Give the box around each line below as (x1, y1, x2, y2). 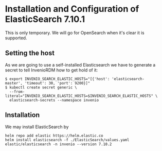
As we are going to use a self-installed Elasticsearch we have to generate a (5, 62, 156, 67)
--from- (9, 89, 25, 94)
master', (5, 81, 23, 85)
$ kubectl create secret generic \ (5, 85, 77, 90)
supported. (5, 35, 27, 41)
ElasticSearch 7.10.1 (5, 14, 85, 25)
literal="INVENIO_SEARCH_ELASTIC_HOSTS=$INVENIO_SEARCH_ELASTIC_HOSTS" (5, 93, 153, 98)
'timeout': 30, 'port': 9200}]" (24, 81, 90, 85)
